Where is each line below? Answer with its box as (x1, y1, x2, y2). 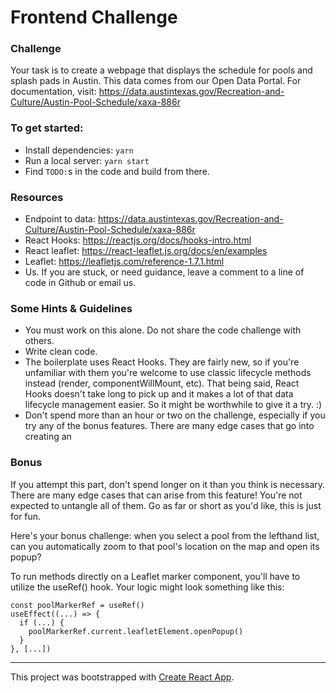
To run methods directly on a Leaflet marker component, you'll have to (10, 570, 301, 582)
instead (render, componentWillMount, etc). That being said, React (24, 377, 300, 390)
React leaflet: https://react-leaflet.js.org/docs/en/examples (24, 245, 268, 257)
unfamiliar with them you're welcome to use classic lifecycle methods (24, 367, 312, 379)
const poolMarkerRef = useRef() (10, 600, 145, 610)
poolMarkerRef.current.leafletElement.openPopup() (28, 626, 244, 636)
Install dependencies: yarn (24, 144, 134, 156)
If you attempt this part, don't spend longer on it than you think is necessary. (10, 478, 326, 490)
